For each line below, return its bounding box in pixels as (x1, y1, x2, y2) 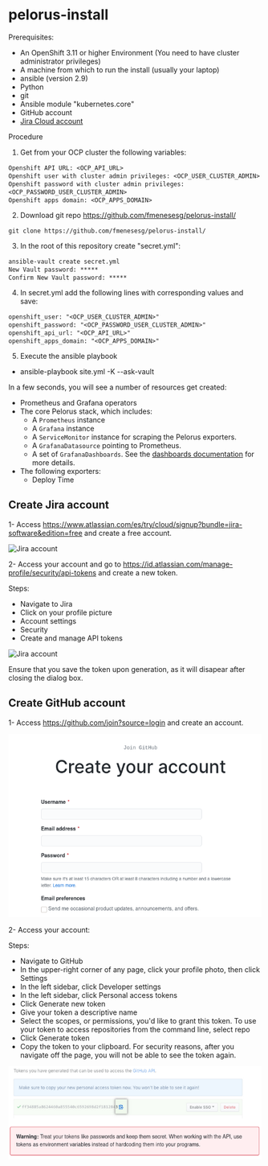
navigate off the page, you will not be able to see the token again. (19, 1050, 237, 1060)
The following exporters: (19, 466, 102, 476)
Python (19, 82, 44, 92)
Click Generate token (19, 1033, 90, 1043)
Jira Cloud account (19, 116, 83, 126)
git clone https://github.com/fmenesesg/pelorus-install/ (8, 227, 206, 235)
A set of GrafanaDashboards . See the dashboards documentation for (31, 449, 255, 459)
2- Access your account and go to (8, 559, 122, 569)
